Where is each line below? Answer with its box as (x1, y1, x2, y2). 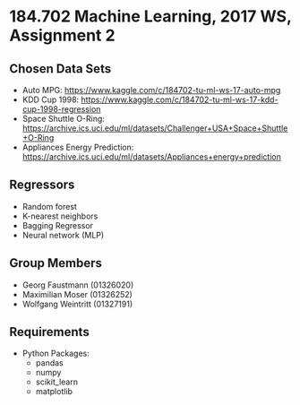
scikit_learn (35, 376, 79, 387)
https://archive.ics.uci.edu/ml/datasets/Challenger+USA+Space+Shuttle (21, 123, 288, 134)
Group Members (9, 255, 103, 271)
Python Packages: (21, 348, 90, 359)
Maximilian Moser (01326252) (21, 289, 133, 299)
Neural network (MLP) (21, 229, 105, 240)
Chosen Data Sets (9, 61, 112, 76)
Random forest (21, 201, 78, 211)
